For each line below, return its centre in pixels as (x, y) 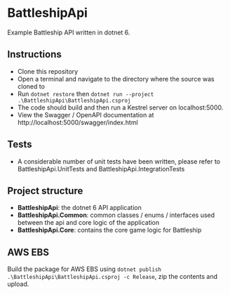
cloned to (31, 86)
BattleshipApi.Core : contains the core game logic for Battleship (109, 230)
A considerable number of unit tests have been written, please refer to (119, 161)
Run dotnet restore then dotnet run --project (86, 93)
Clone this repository (48, 71)
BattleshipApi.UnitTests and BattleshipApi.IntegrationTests (101, 169)
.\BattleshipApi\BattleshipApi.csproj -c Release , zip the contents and (113, 277)
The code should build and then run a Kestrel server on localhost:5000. (120, 107)
